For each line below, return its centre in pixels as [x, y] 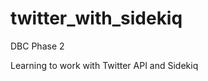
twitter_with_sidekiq [96, 18]
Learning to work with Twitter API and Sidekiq [104, 65]
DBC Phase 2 [37, 46]
